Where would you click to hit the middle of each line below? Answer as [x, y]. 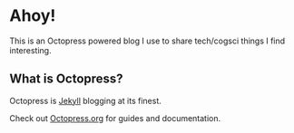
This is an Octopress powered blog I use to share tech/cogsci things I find [147, 41]
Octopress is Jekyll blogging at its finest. [85, 100]
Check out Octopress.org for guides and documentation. [115, 118]
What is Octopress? [67, 79]
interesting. [30, 50]
